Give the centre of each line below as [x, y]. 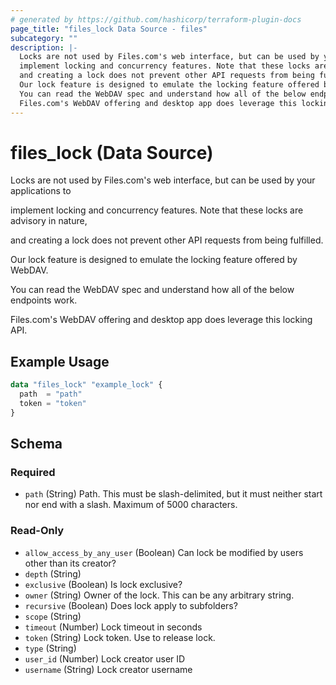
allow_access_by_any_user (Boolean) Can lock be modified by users [164, 552]
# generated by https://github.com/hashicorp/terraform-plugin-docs [156, 19]
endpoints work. [44, 300]
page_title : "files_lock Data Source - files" [109, 29]
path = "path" [51, 394]
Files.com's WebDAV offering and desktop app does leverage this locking [161, 320]
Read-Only [37, 531]
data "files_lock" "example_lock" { [86, 385]
